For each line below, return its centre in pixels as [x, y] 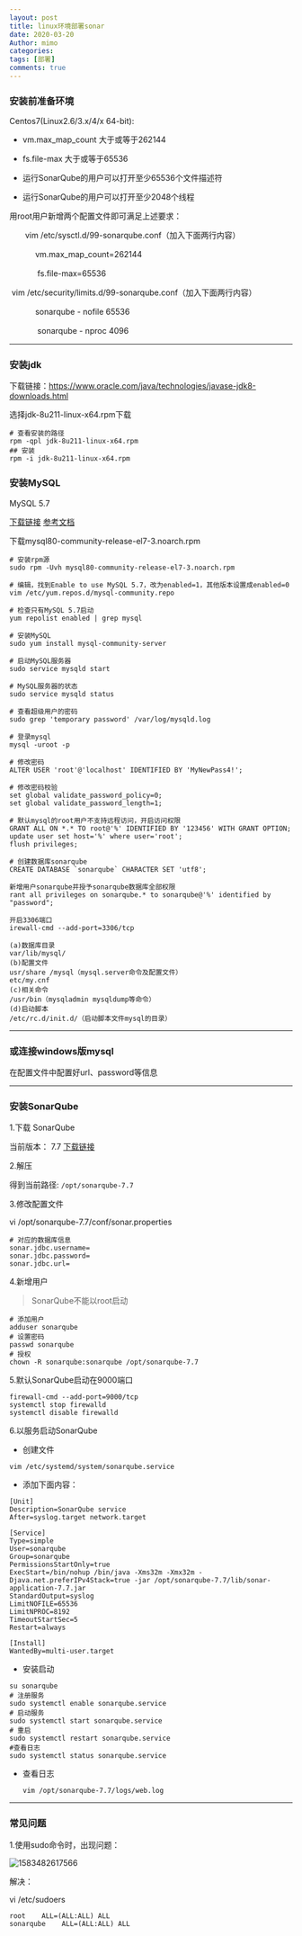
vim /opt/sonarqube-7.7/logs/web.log [93, 1791]
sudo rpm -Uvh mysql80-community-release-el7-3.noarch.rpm [122, 568]
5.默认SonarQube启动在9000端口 [71, 1380]
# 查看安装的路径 [37, 434]
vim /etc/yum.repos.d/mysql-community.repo [92, 593]
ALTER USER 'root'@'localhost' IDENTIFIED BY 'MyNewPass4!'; [126, 770]
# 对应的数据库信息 [40, 1241]
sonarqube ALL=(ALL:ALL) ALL [70, 1923]
